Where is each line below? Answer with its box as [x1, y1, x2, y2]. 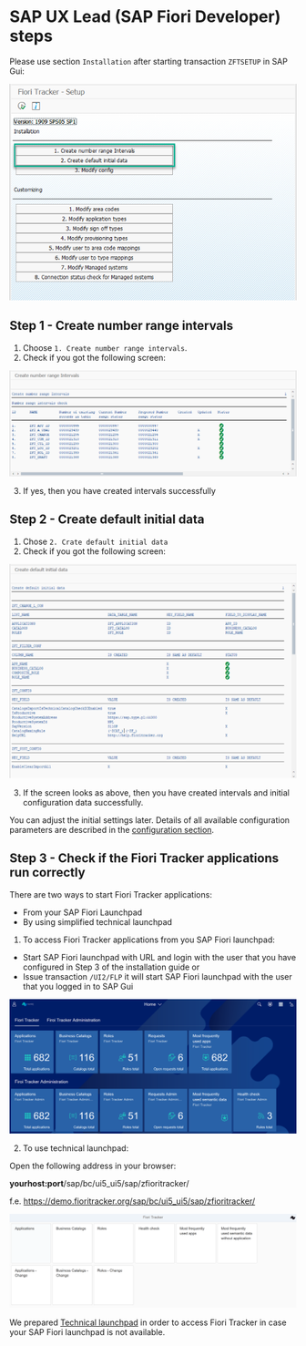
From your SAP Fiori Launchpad [22, 907, 143, 918]
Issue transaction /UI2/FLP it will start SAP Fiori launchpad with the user [22, 971, 293, 981]
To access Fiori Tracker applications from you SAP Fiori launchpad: [22, 934, 276, 945]
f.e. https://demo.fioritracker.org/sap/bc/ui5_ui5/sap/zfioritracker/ [9, 1196, 256, 1207]
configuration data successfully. [22, 797, 144, 808]
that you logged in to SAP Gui [22, 981, 134, 992]
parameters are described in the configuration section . [9, 825, 215, 836]
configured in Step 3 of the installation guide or [22, 961, 200, 972]
